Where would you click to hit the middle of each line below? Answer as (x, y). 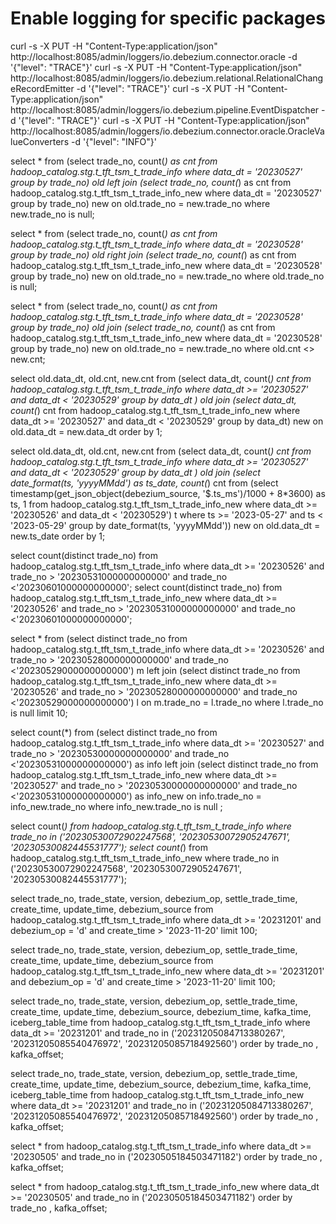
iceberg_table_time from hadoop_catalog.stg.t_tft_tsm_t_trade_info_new (157, 1094)
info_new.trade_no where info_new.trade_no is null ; (116, 806)
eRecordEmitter (42, 88)
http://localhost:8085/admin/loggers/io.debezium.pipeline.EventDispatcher (165, 109)
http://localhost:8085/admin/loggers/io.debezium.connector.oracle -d (154, 56)
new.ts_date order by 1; (58, 536)
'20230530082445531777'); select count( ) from (109, 847)
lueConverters (40, 141)
